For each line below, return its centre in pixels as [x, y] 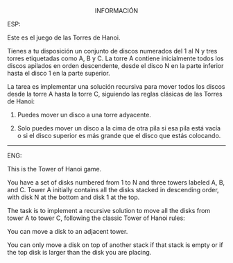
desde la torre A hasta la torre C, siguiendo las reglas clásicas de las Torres [115, 94]
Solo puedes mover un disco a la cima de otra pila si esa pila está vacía [119, 128]
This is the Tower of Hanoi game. [54, 169]
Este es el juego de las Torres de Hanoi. [64, 37]
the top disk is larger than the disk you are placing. [79, 252]
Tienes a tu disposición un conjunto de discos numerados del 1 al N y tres [112, 51]
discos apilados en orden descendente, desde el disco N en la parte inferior [115, 66]
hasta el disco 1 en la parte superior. [59, 73]
